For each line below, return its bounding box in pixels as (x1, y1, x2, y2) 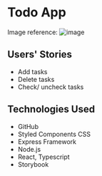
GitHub (17, 122, 39, 130)
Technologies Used (7, 103, 95, 115)
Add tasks (17, 67, 48, 76)
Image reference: (7, 28, 58, 36)
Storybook (17, 160, 49, 168)
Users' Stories (7, 48, 73, 61)
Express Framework (17, 137, 77, 146)
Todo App (7, 4, 66, 21)
